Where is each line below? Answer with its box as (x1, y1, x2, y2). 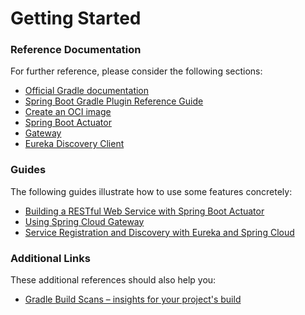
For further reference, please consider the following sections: (10, 65, 263, 77)
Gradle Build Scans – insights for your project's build (24, 293, 242, 306)
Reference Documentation (10, 43, 142, 57)
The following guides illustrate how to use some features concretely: (10, 185, 293, 197)
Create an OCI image (24, 106, 112, 118)
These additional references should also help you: (10, 274, 217, 286)
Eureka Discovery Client (24, 138, 125, 150)
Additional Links (10, 251, 91, 265)
